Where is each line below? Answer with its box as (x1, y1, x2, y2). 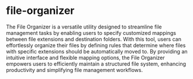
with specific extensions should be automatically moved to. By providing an (6, 48, 188, 55)
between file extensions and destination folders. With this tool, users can (6, 35, 181, 42)
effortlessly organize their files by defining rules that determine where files (6, 42, 186, 49)
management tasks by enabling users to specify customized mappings (6, 29, 177, 36)
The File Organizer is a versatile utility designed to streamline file (6, 23, 162, 30)
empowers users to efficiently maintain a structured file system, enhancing (6, 60, 186, 67)
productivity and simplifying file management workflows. (6, 66, 143, 73)
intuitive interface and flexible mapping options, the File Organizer (6, 54, 165, 61)
